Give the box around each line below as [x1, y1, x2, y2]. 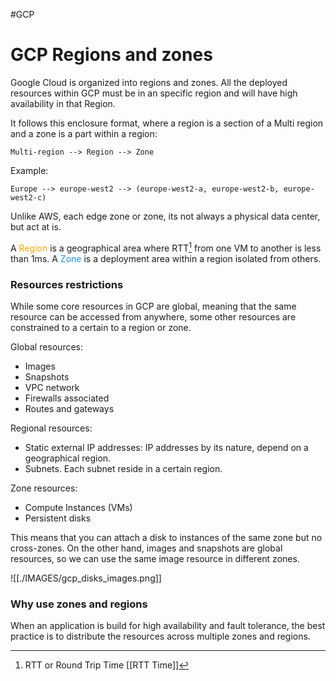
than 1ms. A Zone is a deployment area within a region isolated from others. [10, 252, 322, 264]
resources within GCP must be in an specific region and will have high [10, 87, 298, 99]
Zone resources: [10, 482, 78, 494]
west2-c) [10, 192, 47, 203]
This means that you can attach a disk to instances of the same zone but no [10, 531, 323, 543]
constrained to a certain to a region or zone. [10, 321, 192, 333]
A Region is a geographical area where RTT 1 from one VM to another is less [10, 240, 322, 254]
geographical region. [24, 452, 112, 464]
